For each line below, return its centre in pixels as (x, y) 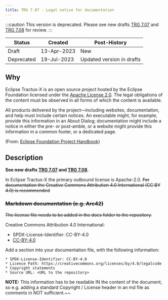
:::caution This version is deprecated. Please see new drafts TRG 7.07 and (82, 24)
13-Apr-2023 (58, 51)
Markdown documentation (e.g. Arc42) (54, 204)
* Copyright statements (30, 268)
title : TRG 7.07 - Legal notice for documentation (60, 10)
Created (58, 42)
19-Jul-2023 (57, 59)
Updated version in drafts (110, 59)
